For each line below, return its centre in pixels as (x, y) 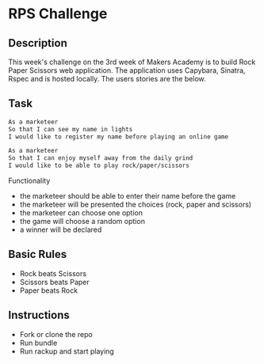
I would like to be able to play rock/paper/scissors (99, 166)
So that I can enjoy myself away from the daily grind (101, 158)
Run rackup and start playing (67, 351)
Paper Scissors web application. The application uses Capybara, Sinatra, (127, 70)
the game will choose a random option (82, 222)
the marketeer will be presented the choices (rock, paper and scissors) (136, 205)
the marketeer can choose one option (81, 213)
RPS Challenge (58, 14)
